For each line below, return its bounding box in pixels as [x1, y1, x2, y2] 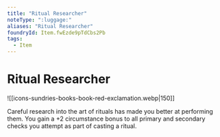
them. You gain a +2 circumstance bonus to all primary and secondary [7, 114, 206, 123]
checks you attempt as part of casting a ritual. [7, 121, 137, 130]
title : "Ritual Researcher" [7, 10, 88, 17]
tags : [7, 36, 23, 42]
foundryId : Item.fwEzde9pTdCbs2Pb [7, 29, 106, 36]
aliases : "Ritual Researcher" [7, 23, 94, 29]
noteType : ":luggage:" [7, 16, 72, 23]
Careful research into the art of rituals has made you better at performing [7, 107, 214, 115]
